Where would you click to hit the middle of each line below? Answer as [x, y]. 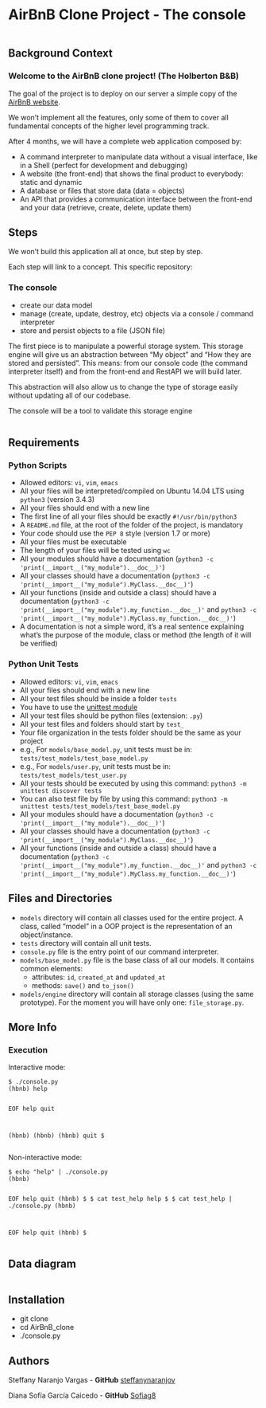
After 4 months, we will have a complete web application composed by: [125, 141]
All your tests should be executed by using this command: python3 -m [133, 783]
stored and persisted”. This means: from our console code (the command [128, 363]
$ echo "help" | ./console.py [58, 1172]
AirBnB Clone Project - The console [127, 15]
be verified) [39, 644]
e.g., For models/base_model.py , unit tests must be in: [106, 749]
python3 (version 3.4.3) [57, 500]
